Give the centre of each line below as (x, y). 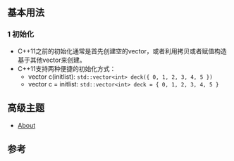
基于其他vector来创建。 (51, 60)
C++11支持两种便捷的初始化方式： (67, 68)
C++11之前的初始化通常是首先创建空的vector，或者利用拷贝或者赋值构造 (122, 51)
